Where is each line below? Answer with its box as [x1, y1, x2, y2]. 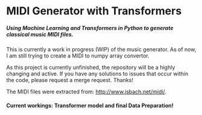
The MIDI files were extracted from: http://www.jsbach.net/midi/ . [6, 88, 167, 95]
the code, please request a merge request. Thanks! [6, 77, 134, 84]
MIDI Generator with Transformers [6, 4, 182, 18]
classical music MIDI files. [6, 31, 74, 38]
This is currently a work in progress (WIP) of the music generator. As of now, [6, 46, 197, 53]
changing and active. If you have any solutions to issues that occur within [6, 70, 189, 77]
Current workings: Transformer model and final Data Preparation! [6, 102, 174, 109]
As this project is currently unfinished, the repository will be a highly [6, 64, 175, 71]
